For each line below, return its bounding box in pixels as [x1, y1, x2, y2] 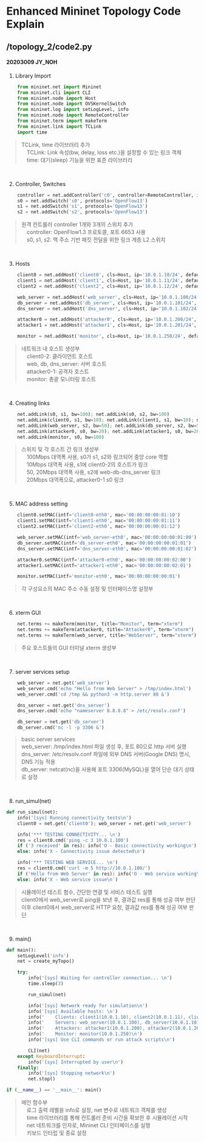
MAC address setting [15, 500, 68, 507]
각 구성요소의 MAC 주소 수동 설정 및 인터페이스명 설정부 [21, 585, 154, 593]
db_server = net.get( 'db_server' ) [17, 719, 104, 725]
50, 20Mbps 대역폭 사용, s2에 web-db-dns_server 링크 [26, 468, 161, 476]
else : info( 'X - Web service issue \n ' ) [17, 876, 118, 882]
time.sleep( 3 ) [28, 980, 64, 987]
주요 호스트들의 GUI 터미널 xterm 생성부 [21, 644, 117, 651]
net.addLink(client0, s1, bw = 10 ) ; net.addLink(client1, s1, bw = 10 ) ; [17, 416, 194, 423]
